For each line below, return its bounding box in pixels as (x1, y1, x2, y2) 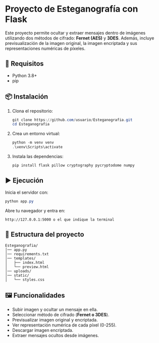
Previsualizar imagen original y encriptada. (12, 317, 98, 323)
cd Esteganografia (12, 122, 50, 127)
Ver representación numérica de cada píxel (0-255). (12, 322, 117, 328)
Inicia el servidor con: (5, 189, 49, 195)
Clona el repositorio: (12, 108, 53, 114)
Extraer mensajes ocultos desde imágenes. (12, 333, 99, 339)
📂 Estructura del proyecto (5, 230, 84, 239)
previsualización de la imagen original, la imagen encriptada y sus (5, 40, 138, 46)
